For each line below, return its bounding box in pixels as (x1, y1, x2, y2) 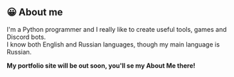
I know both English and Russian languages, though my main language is (6, 40, 220, 49)
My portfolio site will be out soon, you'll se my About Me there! (6, 61, 196, 70)
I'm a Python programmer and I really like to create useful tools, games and (6, 25, 227, 33)
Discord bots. (6, 32, 46, 41)
